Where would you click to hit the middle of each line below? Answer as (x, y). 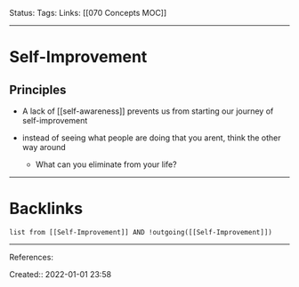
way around (44, 147)
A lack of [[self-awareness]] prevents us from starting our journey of (148, 111)
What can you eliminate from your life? (106, 164)
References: (31, 257)
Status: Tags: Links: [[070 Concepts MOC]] (88, 13)
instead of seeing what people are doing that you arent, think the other (151, 138)
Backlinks (46, 209)
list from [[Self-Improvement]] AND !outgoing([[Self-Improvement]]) (141, 232)
